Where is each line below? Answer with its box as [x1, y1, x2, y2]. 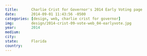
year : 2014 [5, 25, 40, 30]
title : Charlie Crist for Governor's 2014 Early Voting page [5, 7, 143, 12]
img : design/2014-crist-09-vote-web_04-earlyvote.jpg [5, 20, 132, 26]
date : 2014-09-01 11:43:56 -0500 [5, 12, 86, 17]
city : [5, 35, 16, 39]
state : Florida [5, 39, 47, 44]
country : [5, 43, 23, 48]
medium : [5, 30, 21, 35]
